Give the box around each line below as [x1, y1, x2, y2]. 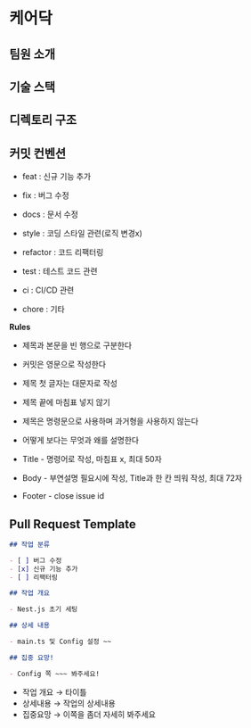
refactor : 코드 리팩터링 [21, 247, 104, 258]
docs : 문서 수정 [21, 209, 78, 219]
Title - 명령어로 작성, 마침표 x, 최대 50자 [21, 454, 162, 465]
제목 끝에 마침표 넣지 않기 [21, 397, 111, 408]
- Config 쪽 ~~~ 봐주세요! [9, 669, 101, 678]
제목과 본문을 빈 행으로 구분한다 [21, 340, 132, 351]
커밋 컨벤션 [9, 145, 67, 161]
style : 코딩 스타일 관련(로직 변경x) [21, 228, 142, 239]
